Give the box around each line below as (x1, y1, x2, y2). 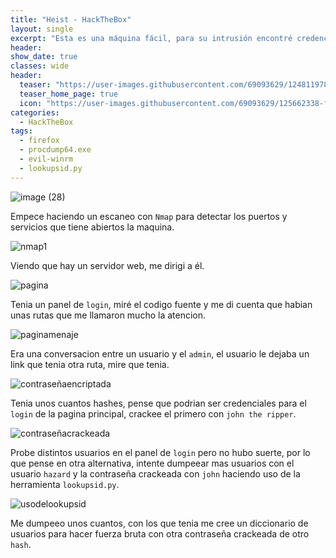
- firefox (19, 136, 60, 146)
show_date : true (10, 52, 78, 62)
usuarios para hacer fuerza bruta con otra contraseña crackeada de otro (10, 527, 310, 540)
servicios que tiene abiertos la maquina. (10, 221, 175, 233)
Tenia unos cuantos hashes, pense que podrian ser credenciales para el (10, 397, 307, 409)
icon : (19, 98, 43, 108)
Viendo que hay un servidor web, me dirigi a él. (10, 259, 205, 271)
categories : (10, 107, 60, 118)
